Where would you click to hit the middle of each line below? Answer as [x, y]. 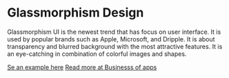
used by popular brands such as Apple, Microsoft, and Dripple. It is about [111, 39]
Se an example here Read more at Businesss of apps [82, 67]
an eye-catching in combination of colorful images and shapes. [97, 54]
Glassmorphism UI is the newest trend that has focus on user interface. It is [114, 32]
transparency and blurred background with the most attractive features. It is [115, 46]
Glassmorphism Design [76, 13]
